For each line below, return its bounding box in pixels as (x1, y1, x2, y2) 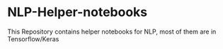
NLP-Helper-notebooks (7, 4, 147, 20)
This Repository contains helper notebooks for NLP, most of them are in (7, 27, 217, 36)
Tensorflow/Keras (7, 34, 59, 43)
